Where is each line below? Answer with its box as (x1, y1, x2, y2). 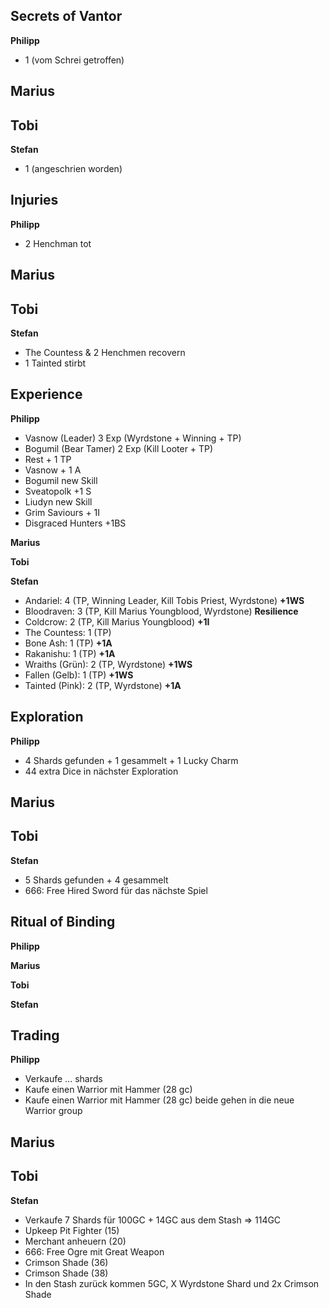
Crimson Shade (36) (24, 1256, 109, 1268)
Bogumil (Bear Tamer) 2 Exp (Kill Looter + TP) (24, 442, 214, 454)
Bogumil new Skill (24, 474, 98, 486)
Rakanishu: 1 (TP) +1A (24, 647, 116, 659)
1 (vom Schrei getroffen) (24, 54, 125, 66)
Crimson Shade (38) (24, 1267, 109, 1279)
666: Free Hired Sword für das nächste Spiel (24, 884, 208, 896)
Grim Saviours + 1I (24, 506, 101, 518)
